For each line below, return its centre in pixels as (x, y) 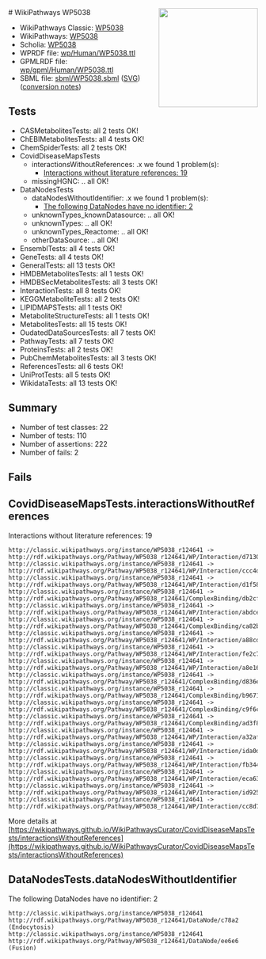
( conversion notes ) (50, 87)
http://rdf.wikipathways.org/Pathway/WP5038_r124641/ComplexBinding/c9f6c (134, 709)
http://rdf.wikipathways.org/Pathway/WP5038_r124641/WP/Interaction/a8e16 (134, 668)
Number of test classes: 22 (64, 427)
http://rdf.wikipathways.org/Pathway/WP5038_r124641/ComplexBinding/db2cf (134, 598)
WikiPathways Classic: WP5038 (72, 28)
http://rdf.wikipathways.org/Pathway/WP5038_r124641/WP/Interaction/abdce (134, 612)
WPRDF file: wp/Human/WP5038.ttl (78, 53)
